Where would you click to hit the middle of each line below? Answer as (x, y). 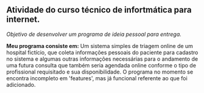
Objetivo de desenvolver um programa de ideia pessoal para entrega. (94, 34)
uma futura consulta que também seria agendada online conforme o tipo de (101, 65)
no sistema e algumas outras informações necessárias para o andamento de (102, 59)
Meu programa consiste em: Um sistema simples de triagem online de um (100, 46)
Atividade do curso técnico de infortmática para (99, 10)
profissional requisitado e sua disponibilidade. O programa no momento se (100, 72)
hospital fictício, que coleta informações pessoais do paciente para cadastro (102, 52)
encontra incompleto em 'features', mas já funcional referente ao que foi (97, 78)
